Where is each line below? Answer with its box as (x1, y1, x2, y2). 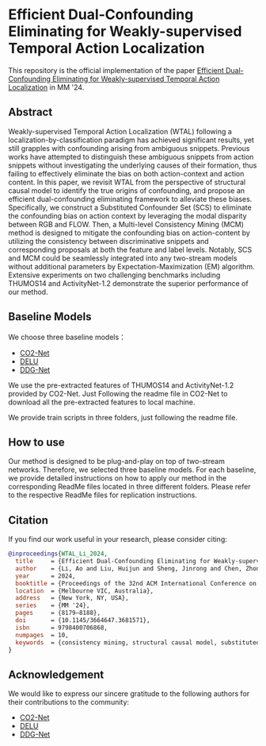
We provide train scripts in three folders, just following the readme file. (8, 412, 237, 422)
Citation (8, 513, 49, 527)
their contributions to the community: (8, 698, 129, 707)
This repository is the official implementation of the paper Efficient (8, 65, 224, 75)
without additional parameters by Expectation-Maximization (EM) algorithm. (8, 261, 255, 271)
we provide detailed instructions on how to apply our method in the (8, 473, 227, 483)
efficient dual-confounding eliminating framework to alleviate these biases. (8, 194, 253, 203)
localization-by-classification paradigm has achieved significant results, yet (8, 135, 255, 145)
